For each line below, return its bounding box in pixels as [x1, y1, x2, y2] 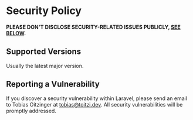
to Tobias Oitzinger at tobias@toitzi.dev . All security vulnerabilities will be [6, 101, 183, 108]
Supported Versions [6, 47, 81, 57]
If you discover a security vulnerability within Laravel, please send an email [6, 95, 188, 102]
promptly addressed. [6, 107, 57, 114]
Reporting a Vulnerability [6, 79, 100, 89]
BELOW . [6, 29, 26, 36]
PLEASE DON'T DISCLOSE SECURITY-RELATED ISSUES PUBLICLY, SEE [6, 23, 181, 30]
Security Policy [6, 4, 82, 18]
